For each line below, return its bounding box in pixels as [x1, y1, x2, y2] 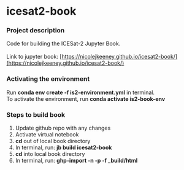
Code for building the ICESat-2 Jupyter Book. [6, 40, 121, 47]
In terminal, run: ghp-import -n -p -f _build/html [15, 157, 138, 164]
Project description [6, 26, 65, 35]
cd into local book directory [15, 150, 85, 158]
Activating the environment [6, 75, 90, 83]
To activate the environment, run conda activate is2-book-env [6, 95, 166, 102]
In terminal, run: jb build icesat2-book [15, 144, 112, 151]
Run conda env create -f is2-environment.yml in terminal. [6, 89, 155, 96]
